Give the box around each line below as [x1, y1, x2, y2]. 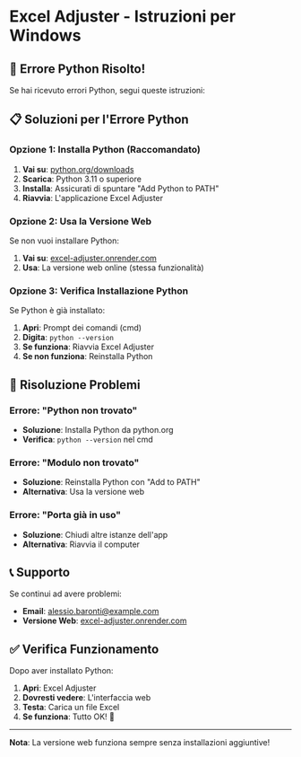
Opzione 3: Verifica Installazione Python [9, 285, 189, 297]
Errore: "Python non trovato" [9, 404, 138, 417]
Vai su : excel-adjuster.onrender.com [21, 252, 157, 263]
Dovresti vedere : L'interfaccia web [21, 692, 151, 703]
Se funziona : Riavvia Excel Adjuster [21, 341, 155, 352]
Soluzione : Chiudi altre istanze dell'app [21, 529, 168, 540]
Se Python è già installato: [9, 305, 106, 316]
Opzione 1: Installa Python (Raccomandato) [9, 144, 202, 156]
